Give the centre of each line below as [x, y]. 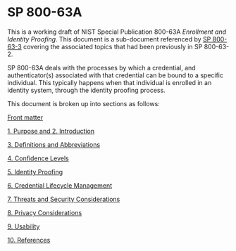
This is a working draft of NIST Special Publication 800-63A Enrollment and [117, 32]
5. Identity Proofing [35, 172]
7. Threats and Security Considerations [64, 199]
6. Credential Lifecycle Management [60, 185]
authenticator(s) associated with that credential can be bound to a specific [116, 75]
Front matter [25, 117]
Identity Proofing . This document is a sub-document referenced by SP [109, 39]
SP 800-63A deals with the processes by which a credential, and [101, 67]
